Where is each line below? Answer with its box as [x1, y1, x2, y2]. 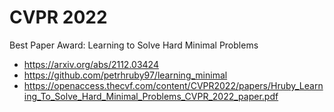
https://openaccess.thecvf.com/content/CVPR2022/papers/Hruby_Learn [23, 79, 324, 91]
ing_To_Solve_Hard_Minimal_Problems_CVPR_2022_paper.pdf [23, 90, 279, 102]
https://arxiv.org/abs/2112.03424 [23, 58, 159, 70]
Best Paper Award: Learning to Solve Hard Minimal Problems [9, 39, 259, 51]
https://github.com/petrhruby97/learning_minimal [23, 69, 228, 81]
